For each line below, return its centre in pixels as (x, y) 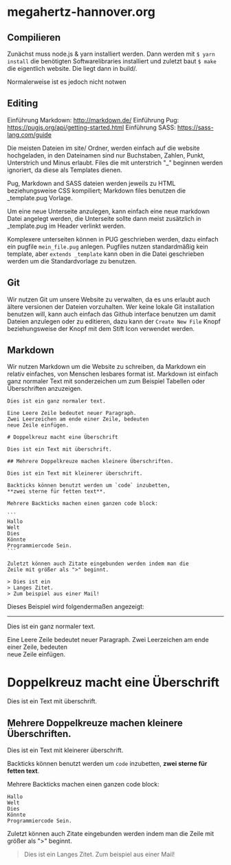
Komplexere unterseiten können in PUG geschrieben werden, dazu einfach (113, 239)
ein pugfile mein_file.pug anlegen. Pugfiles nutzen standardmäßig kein (108, 246)
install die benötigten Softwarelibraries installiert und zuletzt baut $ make (112, 61)
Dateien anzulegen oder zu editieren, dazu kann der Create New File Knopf (114, 321)
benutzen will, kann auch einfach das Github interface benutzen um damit (112, 314)
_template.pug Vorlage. (40, 197)
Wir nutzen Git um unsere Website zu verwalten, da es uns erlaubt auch (109, 299)
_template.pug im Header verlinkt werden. (66, 226)
